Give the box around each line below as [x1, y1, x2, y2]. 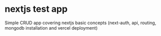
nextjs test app [4, 3, 68, 15]
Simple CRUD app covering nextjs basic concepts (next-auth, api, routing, [4, 20, 157, 26]
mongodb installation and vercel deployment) [4, 25, 98, 31]
